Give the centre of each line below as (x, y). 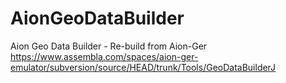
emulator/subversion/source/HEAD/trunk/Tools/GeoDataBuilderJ (143, 67)
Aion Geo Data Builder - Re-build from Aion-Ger (109, 46)
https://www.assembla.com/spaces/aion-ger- (104, 56)
